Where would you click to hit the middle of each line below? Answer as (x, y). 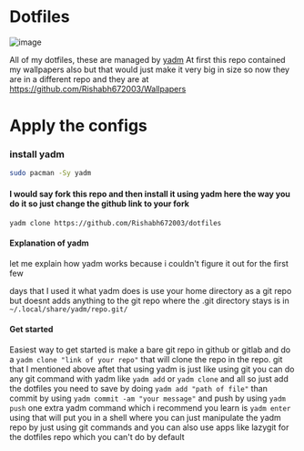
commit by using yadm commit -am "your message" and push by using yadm (148, 398)
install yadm (37, 154)
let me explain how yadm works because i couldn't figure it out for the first (149, 263)
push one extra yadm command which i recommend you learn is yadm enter (150, 407)
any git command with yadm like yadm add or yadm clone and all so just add (149, 378)
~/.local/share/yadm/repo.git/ (69, 309)
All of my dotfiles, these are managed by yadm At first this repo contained (147, 59)
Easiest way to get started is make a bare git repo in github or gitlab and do (150, 350)
